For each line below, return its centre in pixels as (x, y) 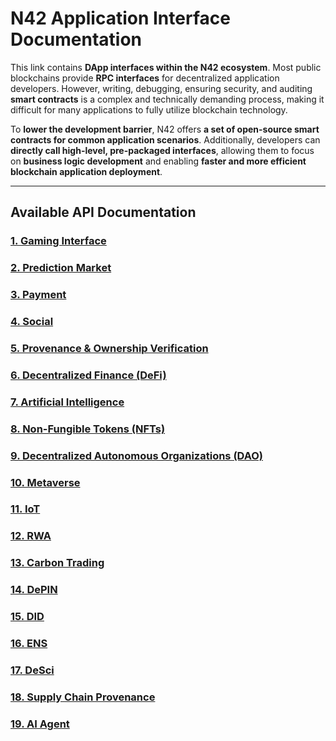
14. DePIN (34, 590)
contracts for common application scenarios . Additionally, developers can (165, 139)
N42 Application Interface (120, 18)
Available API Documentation (103, 212)
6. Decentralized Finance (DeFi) (88, 375)
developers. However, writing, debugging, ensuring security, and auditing (161, 88)
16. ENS (29, 644)
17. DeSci (32, 670)
